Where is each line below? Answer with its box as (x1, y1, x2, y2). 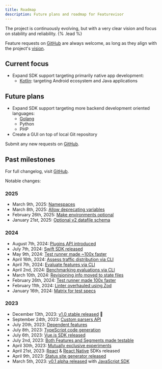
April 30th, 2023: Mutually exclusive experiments (12, 342, 112, 348)
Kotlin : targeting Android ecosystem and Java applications (19, 78, 138, 84)
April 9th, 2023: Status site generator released (12, 353, 107, 359)
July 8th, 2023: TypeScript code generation (12, 327, 101, 333)
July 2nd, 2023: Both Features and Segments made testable (12, 337, 134, 343)
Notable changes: (5, 178, 41, 184)
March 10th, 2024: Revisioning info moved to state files (12, 272, 124, 278)
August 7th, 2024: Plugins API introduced (12, 240, 96, 246)
